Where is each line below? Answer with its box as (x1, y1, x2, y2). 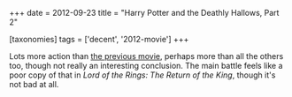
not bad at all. (9, 79, 59, 89)
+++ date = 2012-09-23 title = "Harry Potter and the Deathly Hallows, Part (9, 8, 280, 18)
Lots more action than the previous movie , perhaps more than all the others (9, 51, 284, 61)
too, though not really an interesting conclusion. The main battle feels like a (9, 61, 283, 71)
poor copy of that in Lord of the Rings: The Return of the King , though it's (9, 70, 276, 80)
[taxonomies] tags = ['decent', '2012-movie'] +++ (9, 34, 189, 44)
